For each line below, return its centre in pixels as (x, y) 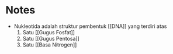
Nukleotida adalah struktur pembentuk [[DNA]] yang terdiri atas (90, 26)
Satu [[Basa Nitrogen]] (50, 45)
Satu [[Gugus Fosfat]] (49, 32)
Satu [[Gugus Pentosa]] (51, 38)
